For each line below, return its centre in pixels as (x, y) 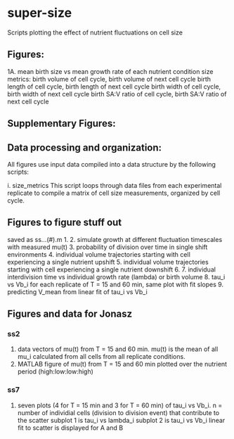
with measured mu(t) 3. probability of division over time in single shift (108, 247)
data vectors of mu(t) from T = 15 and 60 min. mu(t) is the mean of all (118, 349)
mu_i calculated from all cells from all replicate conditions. (101, 357)
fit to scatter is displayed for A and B (70, 428)
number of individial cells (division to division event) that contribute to (118, 412)
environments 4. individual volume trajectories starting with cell (99, 254)
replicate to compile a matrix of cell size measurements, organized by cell (114, 193)
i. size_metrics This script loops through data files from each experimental (115, 185)
